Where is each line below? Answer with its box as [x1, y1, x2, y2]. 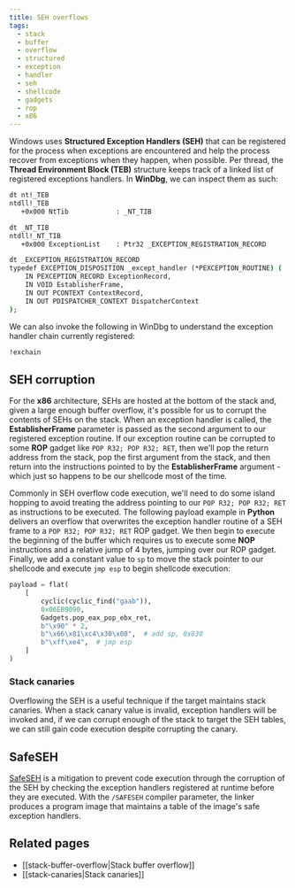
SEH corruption [9, 372, 95, 387]
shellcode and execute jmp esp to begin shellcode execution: [9, 563, 231, 574]
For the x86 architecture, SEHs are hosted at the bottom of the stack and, [9, 396, 276, 406]
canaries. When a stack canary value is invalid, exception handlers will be [9, 705, 277, 715]
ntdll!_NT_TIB [9, 231, 62, 240]
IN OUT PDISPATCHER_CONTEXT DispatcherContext [25, 297, 200, 305]
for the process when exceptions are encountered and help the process [9, 145, 270, 156]
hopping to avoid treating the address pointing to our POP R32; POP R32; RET [9, 498, 287, 508]
